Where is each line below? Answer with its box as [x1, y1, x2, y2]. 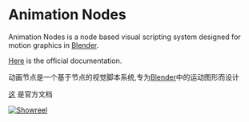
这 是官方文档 [8, 89, 53, 99]
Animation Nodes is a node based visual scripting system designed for [8, 32, 242, 41]
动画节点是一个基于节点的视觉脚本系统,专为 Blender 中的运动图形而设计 [8, 72, 240, 81]
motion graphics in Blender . [8, 40, 99, 49]
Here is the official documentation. [8, 56, 122, 65]
